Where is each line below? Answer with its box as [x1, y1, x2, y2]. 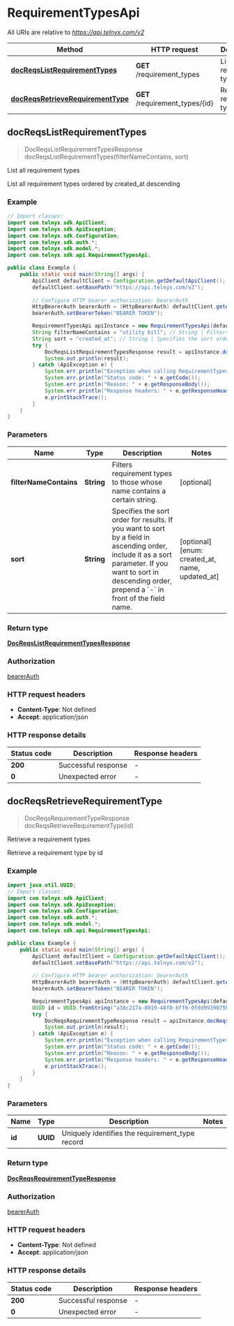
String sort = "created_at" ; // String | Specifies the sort [32, 335, 214, 342]
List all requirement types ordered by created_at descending [7, 180, 180, 188]
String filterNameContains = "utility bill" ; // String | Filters [32, 329, 229, 336]
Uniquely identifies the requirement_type [61, 1128, 195, 1138]
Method [56, 44, 84, 54]
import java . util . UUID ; [7, 882, 77, 889]
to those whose [111, 477, 162, 487]
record [61, 1137, 84, 1147]
